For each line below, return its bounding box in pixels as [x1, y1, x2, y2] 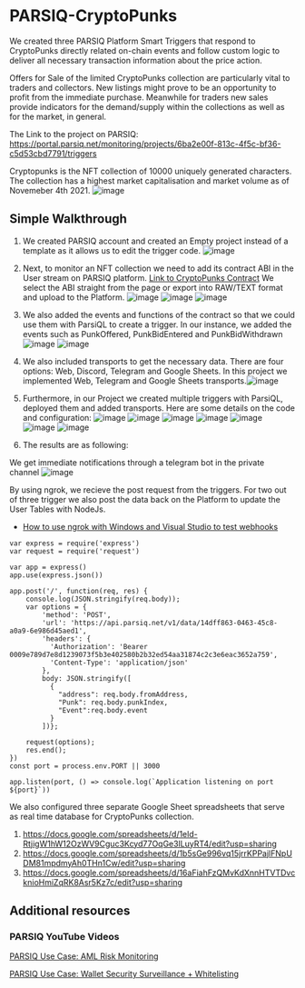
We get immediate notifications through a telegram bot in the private [9, 456, 265, 468]
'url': [42, 618, 67, 627]
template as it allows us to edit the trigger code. [22, 245, 202, 255]
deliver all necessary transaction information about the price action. [9, 55, 262, 65]
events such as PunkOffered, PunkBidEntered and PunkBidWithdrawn [22, 328, 283, 339]
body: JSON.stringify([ [42, 674, 132, 683]
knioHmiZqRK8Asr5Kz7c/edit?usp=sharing [22, 876, 183, 887]
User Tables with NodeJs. [9, 504, 106, 514]
